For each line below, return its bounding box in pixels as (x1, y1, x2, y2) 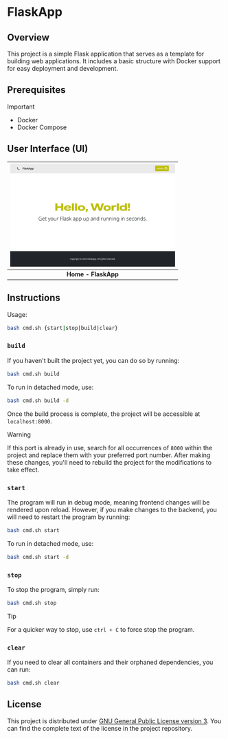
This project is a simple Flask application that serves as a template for (7, 49, 205, 58)
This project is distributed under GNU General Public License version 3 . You (7, 716, 222, 725)
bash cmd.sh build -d (7, 397, 69, 404)
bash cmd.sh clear (7, 680, 60, 687)
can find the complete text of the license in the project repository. (7, 724, 192, 732)
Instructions (7, 292, 60, 304)
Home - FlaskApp (66, 270, 119, 278)
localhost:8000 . (7, 417, 53, 425)
